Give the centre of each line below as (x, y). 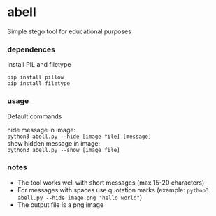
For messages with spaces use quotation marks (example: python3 (113, 190)
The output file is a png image (60, 205)
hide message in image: (41, 130)
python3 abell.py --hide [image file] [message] (79, 137)
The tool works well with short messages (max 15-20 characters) (111, 183)
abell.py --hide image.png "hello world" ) (80, 197)
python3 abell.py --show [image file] (64, 150)
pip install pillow (36, 77)
